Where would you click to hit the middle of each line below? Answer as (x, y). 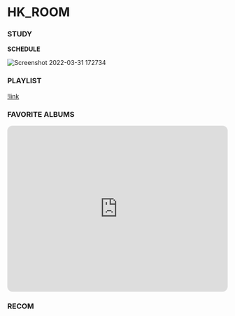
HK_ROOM (38, 12)
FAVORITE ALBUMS (41, 114)
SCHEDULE (24, 49)
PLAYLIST (24, 81)
